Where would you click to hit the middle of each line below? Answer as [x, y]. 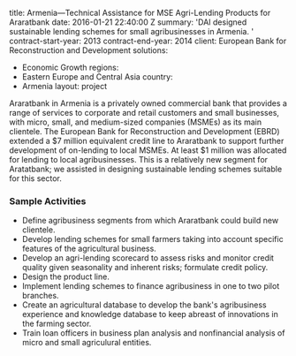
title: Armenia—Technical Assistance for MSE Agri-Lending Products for [140, 13]
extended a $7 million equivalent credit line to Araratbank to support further [147, 141]
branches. [40, 296]
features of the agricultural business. [89, 249]
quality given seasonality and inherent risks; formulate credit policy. [145, 268]
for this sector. [35, 178]
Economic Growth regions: [70, 67]
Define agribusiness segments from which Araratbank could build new [150, 221]
